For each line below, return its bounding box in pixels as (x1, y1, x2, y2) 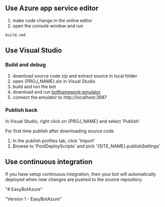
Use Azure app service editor (5, 4, 99, 13)
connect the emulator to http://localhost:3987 (12, 94, 107, 100)
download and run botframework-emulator (12, 89, 101, 95)
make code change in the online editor (12, 17, 93, 23)
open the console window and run (12, 23, 84, 29)
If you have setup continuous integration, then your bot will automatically (5, 171, 156, 177)
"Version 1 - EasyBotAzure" (5, 196, 62, 202)
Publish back (5, 107, 38, 114)
